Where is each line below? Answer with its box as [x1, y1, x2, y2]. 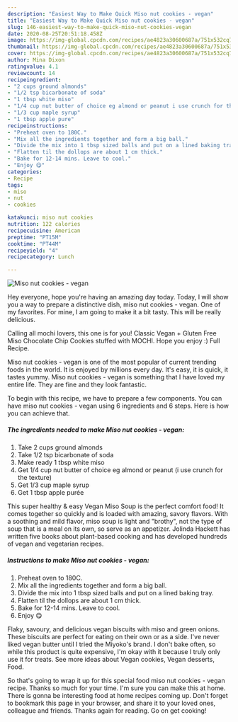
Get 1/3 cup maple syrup [17, 481, 90, 489]
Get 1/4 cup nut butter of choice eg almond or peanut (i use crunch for [17, 466, 223, 474]
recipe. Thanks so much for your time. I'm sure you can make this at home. [7, 684, 226, 692]
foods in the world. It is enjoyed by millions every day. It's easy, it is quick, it [7, 365, 229, 374]
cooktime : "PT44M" [7, 240, 62, 248]
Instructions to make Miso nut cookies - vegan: [7, 556, 150, 564]
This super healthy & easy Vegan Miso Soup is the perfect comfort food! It [7, 502, 224, 510]
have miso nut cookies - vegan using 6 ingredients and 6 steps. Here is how [7, 401, 229, 411]
